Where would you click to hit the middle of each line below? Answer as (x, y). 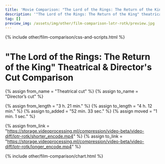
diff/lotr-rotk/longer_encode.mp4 (39, 147)
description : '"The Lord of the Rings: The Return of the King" (72, 14)
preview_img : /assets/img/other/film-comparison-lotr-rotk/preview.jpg (80, 23)
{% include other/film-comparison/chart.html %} (54, 156)
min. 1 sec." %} (20, 117)
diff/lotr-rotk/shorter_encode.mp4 (39, 136)
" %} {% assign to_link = (98, 136)
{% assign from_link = (27, 126)
